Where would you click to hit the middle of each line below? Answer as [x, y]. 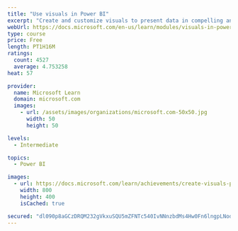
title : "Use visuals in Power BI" [58, 14]
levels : [19, 138]
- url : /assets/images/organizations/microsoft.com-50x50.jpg [114, 113]
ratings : [20, 54]
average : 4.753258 [41, 67]
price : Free [25, 40]
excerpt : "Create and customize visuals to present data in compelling [115, 21]
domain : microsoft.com [47, 99]
